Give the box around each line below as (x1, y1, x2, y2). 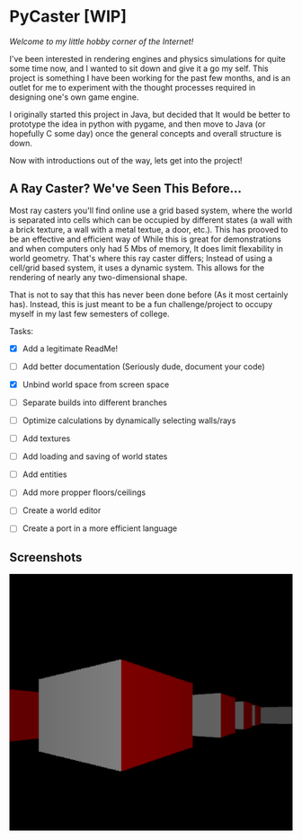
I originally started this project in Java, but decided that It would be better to (9, 109, 290, 119)
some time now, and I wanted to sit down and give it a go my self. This (9, 63, 269, 74)
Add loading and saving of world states (22, 451, 168, 462)
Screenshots (9, 550, 83, 565)
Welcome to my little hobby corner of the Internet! (9, 36, 194, 47)
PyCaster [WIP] (9, 6, 128, 27)
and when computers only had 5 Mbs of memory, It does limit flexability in (9, 243, 284, 253)
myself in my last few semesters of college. (9, 308, 170, 319)
